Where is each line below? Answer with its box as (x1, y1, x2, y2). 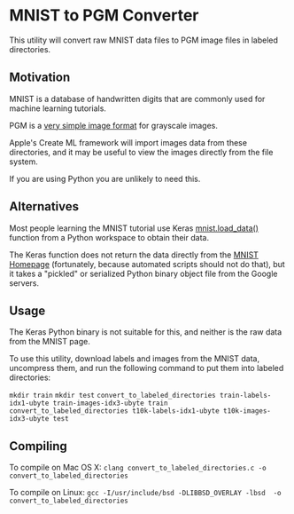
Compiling (9, 439, 68, 454)
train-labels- (220, 391, 272, 400)
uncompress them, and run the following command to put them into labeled (9, 363, 284, 374)
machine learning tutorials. (9, 103, 106, 114)
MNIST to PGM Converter (9, 5, 199, 26)
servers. (9, 277, 40, 289)
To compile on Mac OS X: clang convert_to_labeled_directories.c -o (9, 463, 267, 473)
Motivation (9, 70, 71, 85)
